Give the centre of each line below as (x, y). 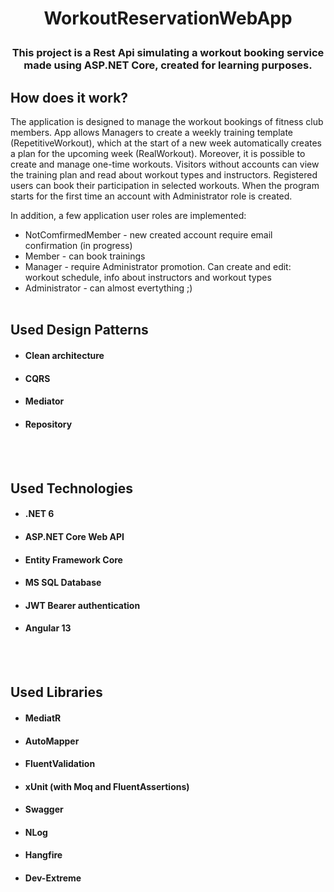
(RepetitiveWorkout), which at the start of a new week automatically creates (166, 143)
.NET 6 (39, 514)
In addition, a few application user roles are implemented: (128, 215)
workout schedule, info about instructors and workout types (148, 277)
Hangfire (43, 855)
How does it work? (69, 97)
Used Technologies (71, 488)
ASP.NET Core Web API (74, 536)
